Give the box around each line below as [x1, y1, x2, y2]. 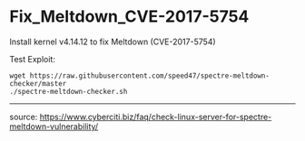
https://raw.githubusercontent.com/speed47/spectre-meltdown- [29, 70, 271, 80]
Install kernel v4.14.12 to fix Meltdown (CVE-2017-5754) [9, 36, 216, 47]
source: [9, 111, 38, 122]
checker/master [9, 79, 67, 88]
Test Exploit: [9, 53, 56, 64]
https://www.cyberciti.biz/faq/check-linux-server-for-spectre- [39, 111, 272, 122]
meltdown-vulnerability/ [9, 120, 99, 132]
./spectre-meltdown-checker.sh [9, 87, 128, 96]
